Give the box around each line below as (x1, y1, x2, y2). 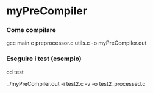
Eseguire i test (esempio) (6, 54, 82, 63)
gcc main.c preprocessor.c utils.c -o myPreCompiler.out (6, 39, 147, 46)
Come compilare (6, 26, 56, 34)
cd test (6, 68, 24, 75)
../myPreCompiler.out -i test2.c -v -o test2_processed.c (6, 80, 146, 87)
